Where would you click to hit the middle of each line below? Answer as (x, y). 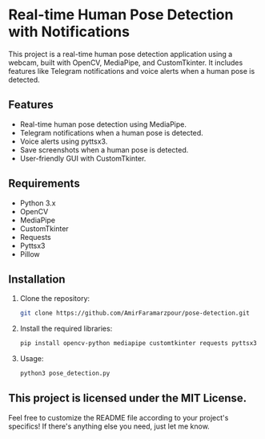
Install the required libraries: (66, 329)
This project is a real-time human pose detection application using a (120, 54)
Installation (37, 279)
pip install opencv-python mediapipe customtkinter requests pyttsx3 (139, 343)
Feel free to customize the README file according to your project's (118, 417)
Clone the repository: (55, 299)
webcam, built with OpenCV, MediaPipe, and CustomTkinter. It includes (126, 63)
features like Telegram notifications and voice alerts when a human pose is (132, 71)
